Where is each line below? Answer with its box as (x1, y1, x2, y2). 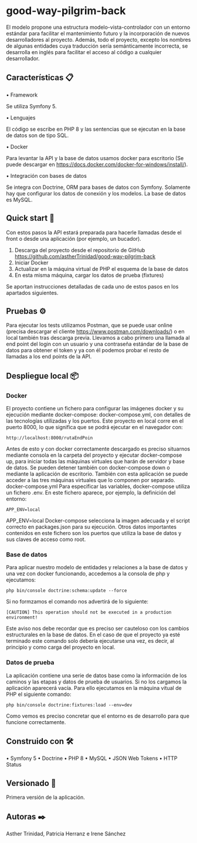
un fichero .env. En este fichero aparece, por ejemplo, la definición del (6, 489, 176, 496)
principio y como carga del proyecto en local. (6, 643, 116, 651)
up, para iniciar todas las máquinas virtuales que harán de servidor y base (6, 458, 185, 465)
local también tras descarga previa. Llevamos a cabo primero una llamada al (6, 334, 190, 341)
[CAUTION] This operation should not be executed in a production (6, 609, 172, 616)
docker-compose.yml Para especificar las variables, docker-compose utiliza (6, 483, 191, 490)
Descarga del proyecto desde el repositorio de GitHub (14, 246, 145, 254)
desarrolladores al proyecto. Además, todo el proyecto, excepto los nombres (6, 36, 191, 43)
